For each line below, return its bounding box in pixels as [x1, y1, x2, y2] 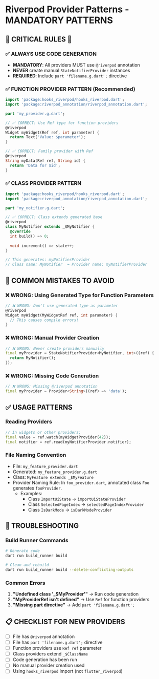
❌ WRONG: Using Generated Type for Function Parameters [5, 291, 154, 299]
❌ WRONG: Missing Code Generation [5, 372, 99, 379]
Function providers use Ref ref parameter [12, 645, 102, 651]
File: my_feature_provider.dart [12, 463, 78, 469]
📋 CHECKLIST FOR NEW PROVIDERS [5, 617, 125, 626]
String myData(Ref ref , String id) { [5, 158, 86, 163]
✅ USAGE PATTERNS [5, 403, 73, 412]
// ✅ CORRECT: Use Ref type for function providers [5, 120, 119, 125]
